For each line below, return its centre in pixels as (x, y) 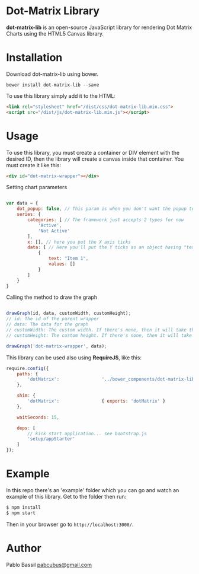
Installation (34, 58)
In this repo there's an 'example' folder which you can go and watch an (93, 490)
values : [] (62, 264)
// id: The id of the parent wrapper (53, 319)
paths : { (28, 374)
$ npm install (24, 508)
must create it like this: (34, 165)
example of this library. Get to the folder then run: (66, 497)
